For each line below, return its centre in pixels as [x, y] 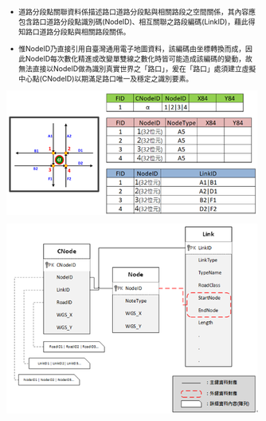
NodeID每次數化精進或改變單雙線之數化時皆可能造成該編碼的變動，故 [139, 59]
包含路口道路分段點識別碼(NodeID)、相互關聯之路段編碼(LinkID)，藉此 [133, 22]
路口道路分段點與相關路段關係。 [78, 32]
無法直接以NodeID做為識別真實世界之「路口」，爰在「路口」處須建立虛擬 [137, 69]
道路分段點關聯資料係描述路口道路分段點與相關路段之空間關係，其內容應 [137, 12]
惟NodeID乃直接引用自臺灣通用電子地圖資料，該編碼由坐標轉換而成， [132, 49]
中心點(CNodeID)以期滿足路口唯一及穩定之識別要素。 [106, 79]
